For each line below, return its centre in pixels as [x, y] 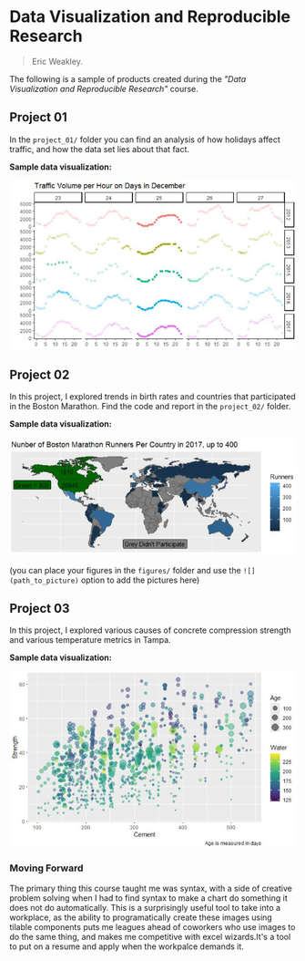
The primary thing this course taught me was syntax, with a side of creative [151, 888]
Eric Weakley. [57, 61]
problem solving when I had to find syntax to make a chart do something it [149, 898]
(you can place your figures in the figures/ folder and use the [125, 570]
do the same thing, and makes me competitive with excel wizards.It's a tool [150, 936]
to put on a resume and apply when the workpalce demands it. [127, 946]
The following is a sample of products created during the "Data [128, 78]
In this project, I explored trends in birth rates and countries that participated [152, 397]
